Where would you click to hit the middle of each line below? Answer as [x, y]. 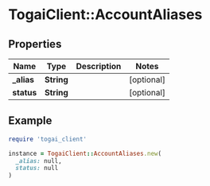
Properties [35, 44]
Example [30, 121]
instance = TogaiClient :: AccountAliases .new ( [85, 153]
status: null [37, 169]
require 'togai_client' [48, 139]
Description [99, 66]
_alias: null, [39, 161]
